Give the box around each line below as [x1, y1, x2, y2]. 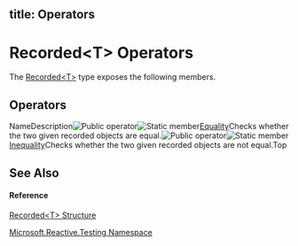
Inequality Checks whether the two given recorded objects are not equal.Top [9, 140, 287, 150]
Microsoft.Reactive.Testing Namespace [9, 227, 153, 237]
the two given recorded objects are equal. [9, 130, 162, 141]
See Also [9, 165, 59, 181]
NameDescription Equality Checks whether [9, 121, 289, 132]
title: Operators [9, 7, 96, 22]
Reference [9, 190, 49, 201]
